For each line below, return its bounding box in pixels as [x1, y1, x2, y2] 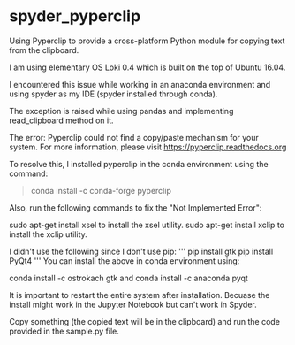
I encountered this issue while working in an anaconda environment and [9, 79, 271, 89]
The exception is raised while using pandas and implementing [9, 105, 234, 116]
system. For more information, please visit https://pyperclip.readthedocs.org [9, 142, 287, 152]
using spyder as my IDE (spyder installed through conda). [9, 88, 218, 99]
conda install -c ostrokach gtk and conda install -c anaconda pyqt [9, 272, 249, 283]
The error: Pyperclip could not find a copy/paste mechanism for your [9, 132, 259, 142]
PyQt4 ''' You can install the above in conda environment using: [9, 255, 240, 266]
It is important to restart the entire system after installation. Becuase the [9, 289, 270, 300]
